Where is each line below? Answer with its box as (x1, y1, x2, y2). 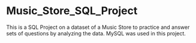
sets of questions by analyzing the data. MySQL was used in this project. (6, 29, 186, 37)
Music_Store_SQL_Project (6, 4, 138, 18)
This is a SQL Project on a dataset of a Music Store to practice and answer (6, 24, 190, 31)
